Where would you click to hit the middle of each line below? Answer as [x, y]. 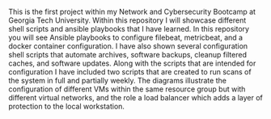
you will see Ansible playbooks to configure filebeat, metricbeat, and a [126, 37]
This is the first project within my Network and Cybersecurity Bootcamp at [132, 12]
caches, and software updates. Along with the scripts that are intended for [132, 63]
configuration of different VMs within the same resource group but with [127, 89]
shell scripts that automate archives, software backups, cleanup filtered [127, 55]
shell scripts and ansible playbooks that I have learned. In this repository [129, 29]
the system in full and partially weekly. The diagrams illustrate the [117, 81]
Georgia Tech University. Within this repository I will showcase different [127, 20]
